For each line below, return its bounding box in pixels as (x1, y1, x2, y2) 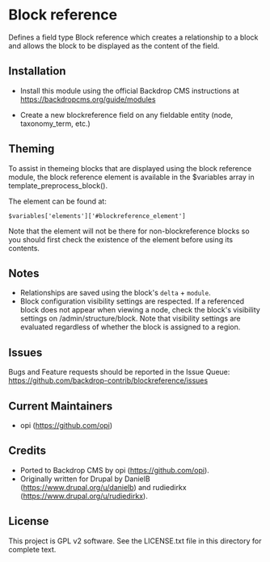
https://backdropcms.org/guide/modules (19, 94, 156, 104)
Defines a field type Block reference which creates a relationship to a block (8, 32, 259, 42)
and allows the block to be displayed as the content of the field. (8, 40, 220, 50)
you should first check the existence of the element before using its (8, 234, 233, 244)
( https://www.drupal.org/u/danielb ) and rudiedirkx (19, 482, 188, 492)
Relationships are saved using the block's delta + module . (19, 288, 212, 298)
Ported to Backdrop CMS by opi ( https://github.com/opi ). (19, 465, 210, 475)
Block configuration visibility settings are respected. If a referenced (19, 296, 245, 306)
